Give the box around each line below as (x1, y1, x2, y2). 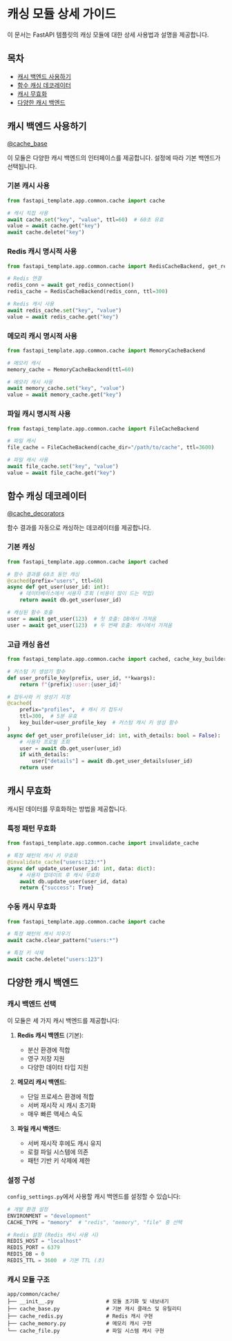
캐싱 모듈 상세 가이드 (7, 6, 116, 22)
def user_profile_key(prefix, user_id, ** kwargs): (7, 675, 156, 682)
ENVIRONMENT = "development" (7, 1212, 91, 1219)
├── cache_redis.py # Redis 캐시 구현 (7, 1313, 153, 1320)
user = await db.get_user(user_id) (19, 744, 122, 752)
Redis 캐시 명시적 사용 (7, 247, 77, 256)
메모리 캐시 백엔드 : (17, 1078, 67, 1086)
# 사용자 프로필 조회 (19, 738, 70, 745)
